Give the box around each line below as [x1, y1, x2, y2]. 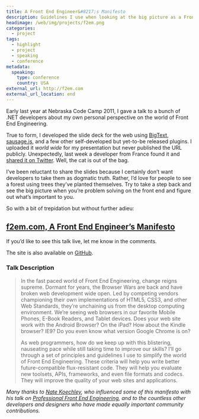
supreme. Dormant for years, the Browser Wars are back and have [20, 283, 182, 291]
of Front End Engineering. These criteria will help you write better [20, 357, 180, 365]
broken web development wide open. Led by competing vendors [20, 289, 179, 296]
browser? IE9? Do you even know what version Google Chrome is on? [20, 327, 191, 334]
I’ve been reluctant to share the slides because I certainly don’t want [6, 168, 173, 175]
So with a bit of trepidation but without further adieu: [6, 205, 134, 212]
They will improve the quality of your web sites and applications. [20, 376, 178, 383]
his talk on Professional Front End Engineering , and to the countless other [6, 394, 187, 401]
